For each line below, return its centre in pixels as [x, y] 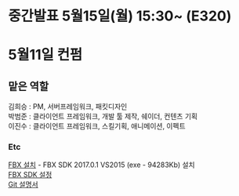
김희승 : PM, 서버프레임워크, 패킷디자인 [68, 107]
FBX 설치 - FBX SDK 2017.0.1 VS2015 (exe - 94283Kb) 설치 [101, 165]
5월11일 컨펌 [45, 55]
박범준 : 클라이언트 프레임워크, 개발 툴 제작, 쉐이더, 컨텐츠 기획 [103, 116]
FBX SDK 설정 [30, 175]
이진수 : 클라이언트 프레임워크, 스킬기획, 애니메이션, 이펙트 [97, 126]
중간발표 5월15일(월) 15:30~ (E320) [120, 16]
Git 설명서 [23, 184]
